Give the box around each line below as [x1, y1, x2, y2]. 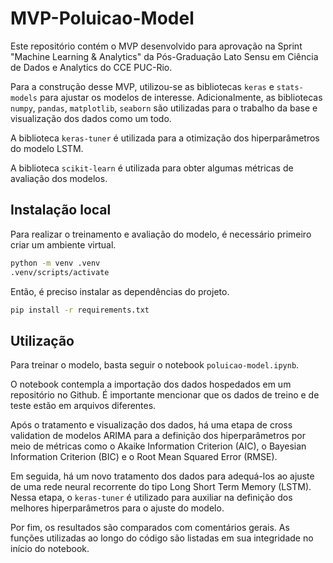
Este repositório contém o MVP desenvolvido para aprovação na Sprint [10, 40, 303, 52]
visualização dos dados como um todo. [10, 112, 172, 124]
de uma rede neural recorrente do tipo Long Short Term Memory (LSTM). [10, 481, 312, 493]
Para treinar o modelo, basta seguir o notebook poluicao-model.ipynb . [10, 359, 300, 371]
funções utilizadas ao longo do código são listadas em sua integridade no [10, 532, 314, 544]
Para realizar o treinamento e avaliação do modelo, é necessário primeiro [10, 228, 312, 240]
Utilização [10, 332, 75, 349]
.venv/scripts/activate [10, 267, 110, 277]
